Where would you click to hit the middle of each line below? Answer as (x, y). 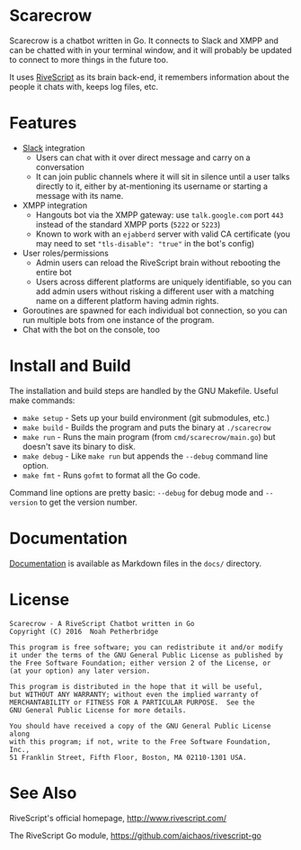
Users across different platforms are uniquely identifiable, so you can (164, 282)
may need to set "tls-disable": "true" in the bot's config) (145, 243)
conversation (60, 166)
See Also (43, 793)
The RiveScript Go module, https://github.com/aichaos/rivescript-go (136, 835)
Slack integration (53, 148)
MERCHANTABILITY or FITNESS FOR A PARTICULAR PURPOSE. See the (132, 702)
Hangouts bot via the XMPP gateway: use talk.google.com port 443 (159, 215)
